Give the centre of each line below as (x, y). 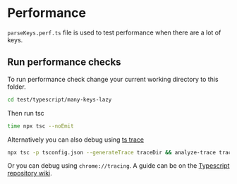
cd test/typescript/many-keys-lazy (60, 99)
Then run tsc (26, 113)
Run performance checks (64, 62)
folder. (17, 87)
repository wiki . (30, 173)
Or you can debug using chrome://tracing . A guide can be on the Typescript (119, 166)
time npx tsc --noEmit (41, 126)
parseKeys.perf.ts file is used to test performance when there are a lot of (114, 32)
